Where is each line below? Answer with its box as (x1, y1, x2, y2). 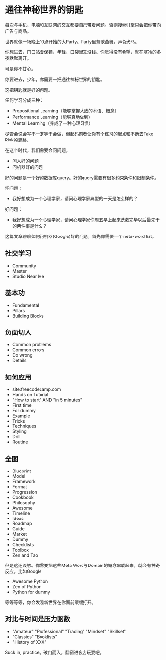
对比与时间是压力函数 (5, 615, 70, 623)
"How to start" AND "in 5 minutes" (12, 397, 83, 403)
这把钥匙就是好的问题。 (5, 87, 53, 93)
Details (12, 357, 27, 364)
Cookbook (12, 494, 34, 500)
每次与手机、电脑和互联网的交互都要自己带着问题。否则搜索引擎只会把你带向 (5, 22, 161, 28)
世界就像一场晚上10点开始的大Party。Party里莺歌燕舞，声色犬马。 (5, 38, 140, 45)
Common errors (12, 347, 45, 353)
